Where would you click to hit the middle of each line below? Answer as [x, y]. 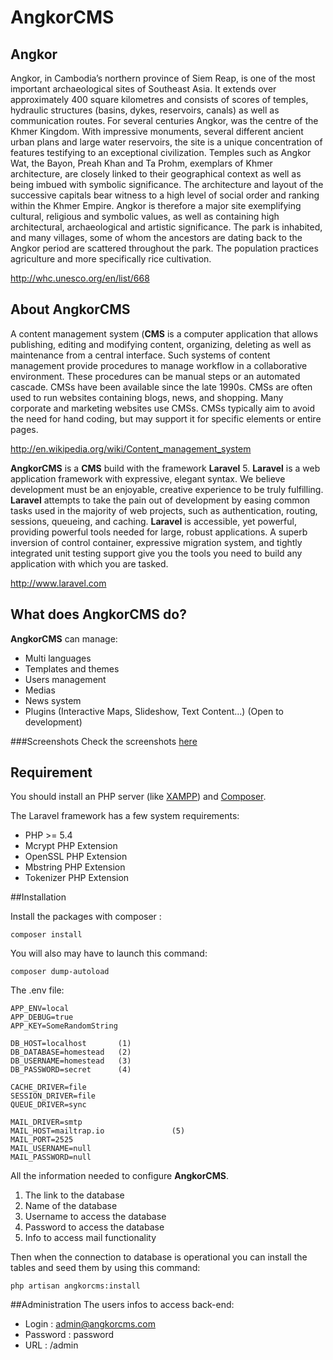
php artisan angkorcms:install [75, 1286]
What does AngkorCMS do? [98, 614]
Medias [40, 690]
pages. [24, 429]
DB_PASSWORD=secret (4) [71, 1070]
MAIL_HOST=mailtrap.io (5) [98, 1131]
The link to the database [74, 1195]
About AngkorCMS [70, 309]
